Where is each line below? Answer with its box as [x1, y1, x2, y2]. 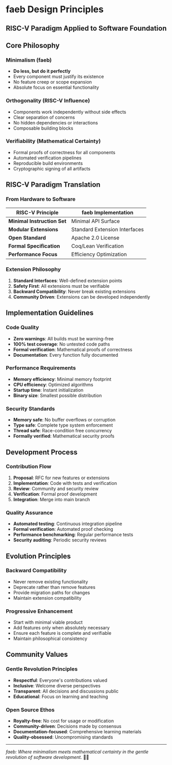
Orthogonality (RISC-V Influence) [6, 97, 90, 104]
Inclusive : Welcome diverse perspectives [13, 682, 101, 688]
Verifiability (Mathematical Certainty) [6, 138, 101, 145]
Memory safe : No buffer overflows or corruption [13, 417, 116, 423]
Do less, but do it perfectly [13, 68, 71, 75]
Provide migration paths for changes [13, 589, 90, 596]
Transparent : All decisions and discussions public [13, 688, 119, 694]
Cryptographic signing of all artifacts [13, 165, 91, 171]
